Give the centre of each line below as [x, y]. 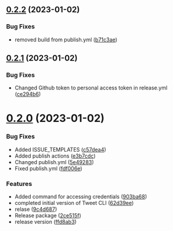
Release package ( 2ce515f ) [48, 216]
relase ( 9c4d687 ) [36, 209]
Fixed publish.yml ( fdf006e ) [48, 168]
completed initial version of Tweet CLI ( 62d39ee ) [74, 203]
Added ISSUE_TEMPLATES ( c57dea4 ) [60, 149]
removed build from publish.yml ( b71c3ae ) [66, 39]
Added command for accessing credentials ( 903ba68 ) [81, 197]
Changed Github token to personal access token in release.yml [91, 88]
